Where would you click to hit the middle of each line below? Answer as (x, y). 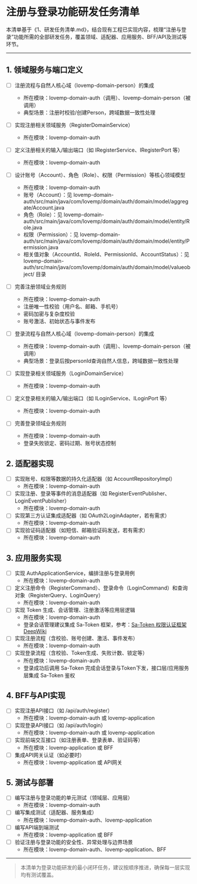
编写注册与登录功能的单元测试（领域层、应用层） (74, 798)
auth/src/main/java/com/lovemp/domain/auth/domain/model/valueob (107, 267)
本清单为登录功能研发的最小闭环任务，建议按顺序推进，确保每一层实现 (105, 867)
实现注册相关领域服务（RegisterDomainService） (74, 125)
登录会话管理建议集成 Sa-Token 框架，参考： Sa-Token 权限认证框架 (105, 625)
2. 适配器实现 (30, 463)
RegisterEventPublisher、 (139, 494)
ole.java (33, 227)
